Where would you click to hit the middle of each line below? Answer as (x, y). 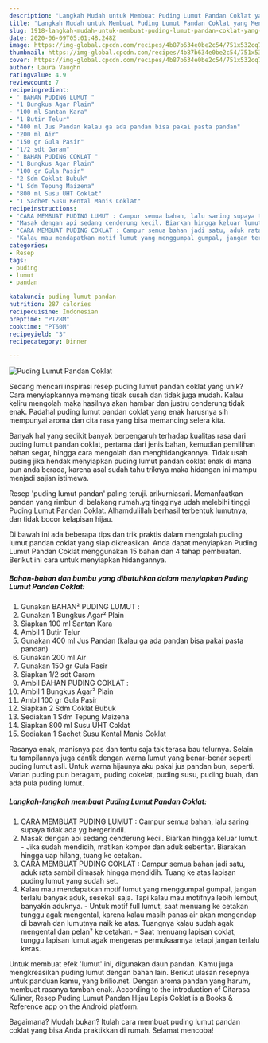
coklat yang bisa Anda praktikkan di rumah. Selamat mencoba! (111, 1030)
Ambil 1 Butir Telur (50, 632)
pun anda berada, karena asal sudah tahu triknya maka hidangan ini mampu (133, 470)
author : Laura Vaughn (45, 68)
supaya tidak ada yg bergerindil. (73, 830)
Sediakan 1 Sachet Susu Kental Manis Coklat (93, 734)
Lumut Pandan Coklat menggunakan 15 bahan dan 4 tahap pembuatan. (125, 552)
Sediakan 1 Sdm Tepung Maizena (75, 717)
